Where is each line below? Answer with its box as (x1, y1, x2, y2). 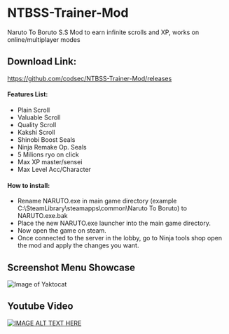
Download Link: (7, 56, 77, 68)
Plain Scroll (17, 106, 50, 114)
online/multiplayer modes (7, 35, 81, 43)
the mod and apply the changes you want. (17, 241, 139, 249)
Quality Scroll (17, 120, 57, 129)
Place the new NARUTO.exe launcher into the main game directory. (17, 219, 211, 228)
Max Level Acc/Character (17, 165, 91, 173)
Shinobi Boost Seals (17, 135, 76, 144)
